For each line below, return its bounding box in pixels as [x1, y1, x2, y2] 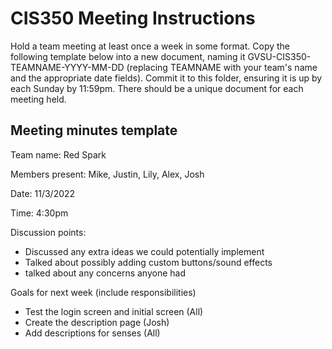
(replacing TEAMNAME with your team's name [126, 61, 318, 73]
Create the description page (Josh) [24, 316, 170, 328]
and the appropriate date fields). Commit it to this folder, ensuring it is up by [10, 72, 323, 84]
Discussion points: [10, 226, 87, 238]
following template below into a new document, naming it [10, 50, 246, 62]
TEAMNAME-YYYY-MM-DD [10, 61, 125, 73]
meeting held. [10, 93, 67, 105]
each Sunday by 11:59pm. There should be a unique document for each [10, 82, 304, 94]
